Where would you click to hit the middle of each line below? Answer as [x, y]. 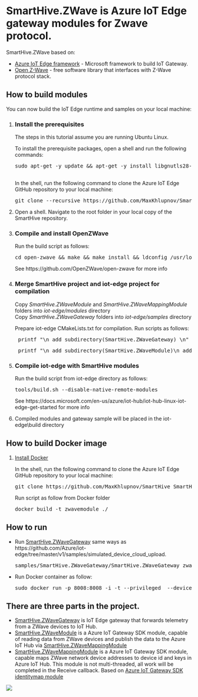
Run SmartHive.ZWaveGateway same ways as [70, 541]
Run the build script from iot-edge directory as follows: [81, 378]
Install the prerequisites [49, 124]
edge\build [28, 425]
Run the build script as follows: [52, 246]
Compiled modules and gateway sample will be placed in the [88, 418]
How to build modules [47, 95]
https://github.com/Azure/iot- [50, 548]
